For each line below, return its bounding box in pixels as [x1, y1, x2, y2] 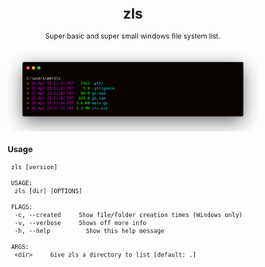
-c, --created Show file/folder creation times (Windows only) [14, 210, 244, 219]
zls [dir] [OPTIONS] [14, 187, 83, 195]
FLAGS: [10, 202, 33, 211]
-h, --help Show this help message [14, 226, 165, 235]
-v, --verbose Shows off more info [14, 218, 147, 227]
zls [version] [10, 163, 58, 171]
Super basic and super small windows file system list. [45, 31, 220, 41]
